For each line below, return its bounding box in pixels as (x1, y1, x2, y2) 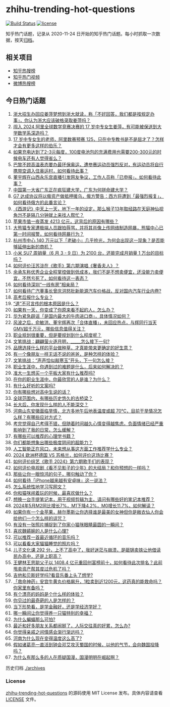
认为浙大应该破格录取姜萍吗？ (28, 117, 91, 123)
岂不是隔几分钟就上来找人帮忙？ (17, 212, 84, 218)
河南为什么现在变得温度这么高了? (13, 635, 82, 641)
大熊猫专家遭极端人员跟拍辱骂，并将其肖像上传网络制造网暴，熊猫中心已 (13, 224, 163, 230)
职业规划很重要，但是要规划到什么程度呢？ (13, 332, 102, 338)
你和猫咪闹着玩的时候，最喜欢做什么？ (13, 490, 93, 496)
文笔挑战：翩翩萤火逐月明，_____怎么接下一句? (13, 338, 110, 344)
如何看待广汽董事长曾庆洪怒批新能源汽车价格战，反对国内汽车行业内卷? (13, 288, 161, 294)
